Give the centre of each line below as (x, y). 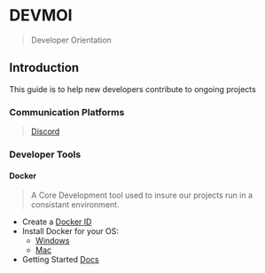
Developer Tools (45, 154)
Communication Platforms (67, 112)
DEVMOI (41, 16)
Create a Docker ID (57, 222)
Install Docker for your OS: (70, 231)
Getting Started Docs (60, 260)
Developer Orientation (71, 40)
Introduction (44, 68)
